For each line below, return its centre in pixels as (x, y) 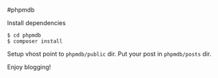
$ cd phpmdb (24, 35)
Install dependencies (37, 23)
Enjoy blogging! (29, 67)
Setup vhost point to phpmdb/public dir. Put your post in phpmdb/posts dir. (109, 54)
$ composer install (35, 41)
